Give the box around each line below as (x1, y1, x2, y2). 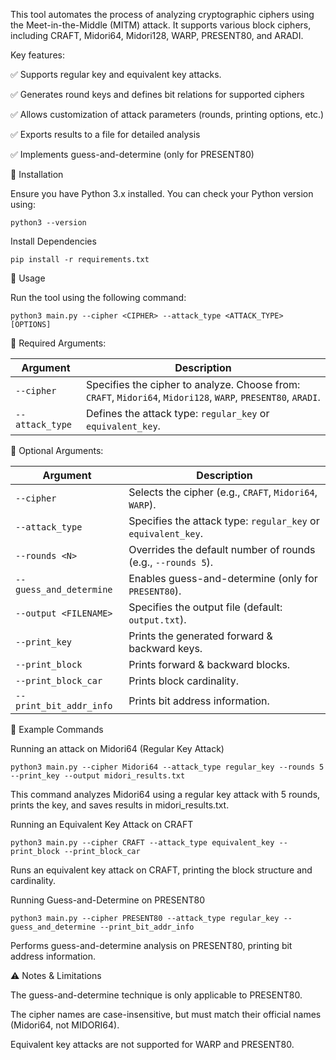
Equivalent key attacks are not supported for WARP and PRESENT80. (10, 1039, 295, 1050)
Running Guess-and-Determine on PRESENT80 (10, 894, 206, 906)
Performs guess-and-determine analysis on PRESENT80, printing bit (10, 940, 293, 951)
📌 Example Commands (10, 724, 104, 735)
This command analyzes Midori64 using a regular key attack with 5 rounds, (10, 789, 321, 800)
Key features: (10, 49, 65, 61)
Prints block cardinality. (128, 674, 239, 688)
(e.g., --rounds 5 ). (128, 555, 214, 569)
